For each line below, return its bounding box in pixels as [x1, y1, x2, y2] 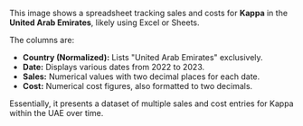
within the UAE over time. [9, 108, 104, 118]
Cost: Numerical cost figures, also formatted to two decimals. [22, 81, 253, 91]
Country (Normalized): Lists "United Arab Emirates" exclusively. [22, 52, 264, 62]
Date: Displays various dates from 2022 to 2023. [22, 62, 205, 72]
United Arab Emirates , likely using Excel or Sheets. [9, 17, 201, 28]
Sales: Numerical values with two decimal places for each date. [22, 71, 260, 82]
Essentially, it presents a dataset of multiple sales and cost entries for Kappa [9, 98, 294, 109]
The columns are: [9, 35, 75, 45]
